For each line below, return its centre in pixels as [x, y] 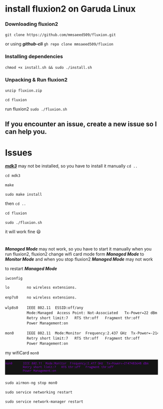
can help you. [26, 132]
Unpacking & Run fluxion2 [36, 79]
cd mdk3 [13, 176]
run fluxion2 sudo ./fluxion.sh [36, 109]
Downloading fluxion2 [32, 24]
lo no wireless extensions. [41, 287]
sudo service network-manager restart [44, 402]
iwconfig [14, 278]
